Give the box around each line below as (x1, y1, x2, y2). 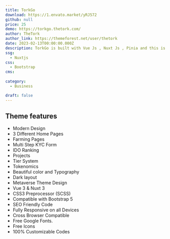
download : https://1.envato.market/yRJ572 (5, 12, 97, 17)
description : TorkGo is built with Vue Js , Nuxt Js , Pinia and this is (5, 46, 166, 51)
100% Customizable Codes (12, 229, 70, 235)
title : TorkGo (5, 7, 36, 13)
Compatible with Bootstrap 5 (12, 196, 73, 202)
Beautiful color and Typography (12, 169, 80, 175)
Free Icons (12, 223, 35, 229)
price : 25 (5, 21, 27, 27)
